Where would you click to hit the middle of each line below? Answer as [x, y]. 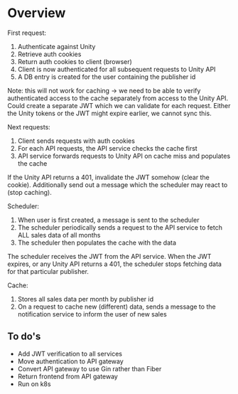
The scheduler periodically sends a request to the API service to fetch [120, 227]
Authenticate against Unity [56, 46]
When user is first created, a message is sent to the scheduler [108, 220]
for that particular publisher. [48, 271]
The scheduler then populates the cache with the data [97, 243]
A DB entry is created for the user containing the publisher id [107, 77]
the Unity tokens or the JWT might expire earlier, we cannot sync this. [109, 113]
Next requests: [29, 127]
